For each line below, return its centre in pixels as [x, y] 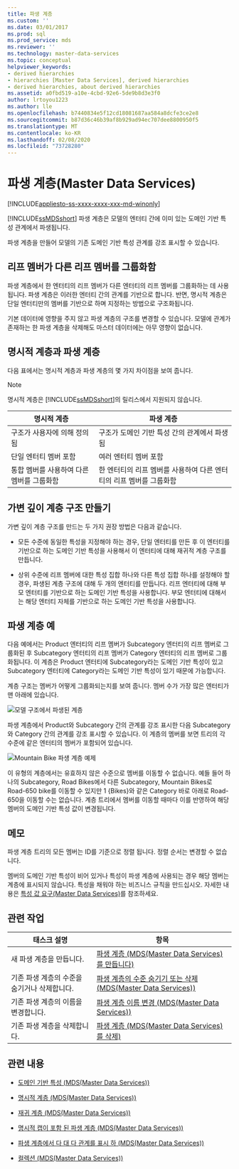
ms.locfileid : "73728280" [46, 147]
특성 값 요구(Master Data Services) [70, 894]
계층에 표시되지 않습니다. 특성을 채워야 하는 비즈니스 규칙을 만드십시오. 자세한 [115, 885]
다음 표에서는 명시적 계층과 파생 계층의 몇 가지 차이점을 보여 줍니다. [100, 370]
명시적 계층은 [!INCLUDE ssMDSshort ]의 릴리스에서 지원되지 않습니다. [105, 399]
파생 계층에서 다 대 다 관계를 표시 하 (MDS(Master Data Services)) [111, 1143]
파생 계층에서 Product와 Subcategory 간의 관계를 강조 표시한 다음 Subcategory [119, 725]
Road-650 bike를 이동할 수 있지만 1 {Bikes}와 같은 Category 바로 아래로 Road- [118, 791]
